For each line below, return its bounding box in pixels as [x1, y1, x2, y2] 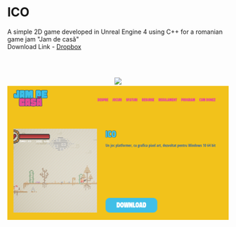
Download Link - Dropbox [7, 42, 82, 51]
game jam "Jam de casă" [7, 34, 79, 43]
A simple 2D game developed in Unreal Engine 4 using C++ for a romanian [7, 27, 223, 36]
